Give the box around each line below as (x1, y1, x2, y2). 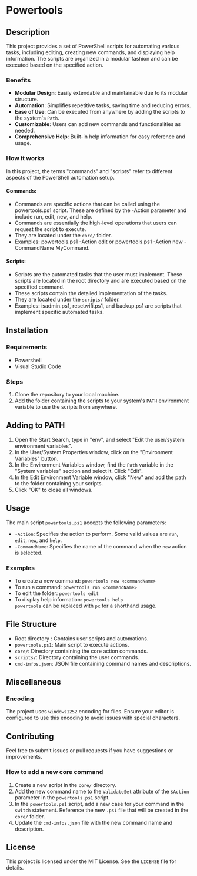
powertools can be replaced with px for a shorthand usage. (14, 602, 157, 609)
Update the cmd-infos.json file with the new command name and (14, 819, 172, 826)
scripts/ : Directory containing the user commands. (14, 653, 139, 660)
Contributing (6, 731, 54, 741)
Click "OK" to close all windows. (14, 486, 93, 493)
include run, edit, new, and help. (14, 213, 92, 220)
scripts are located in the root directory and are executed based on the (14, 277, 186, 284)
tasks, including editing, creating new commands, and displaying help (6, 49, 175, 56)
